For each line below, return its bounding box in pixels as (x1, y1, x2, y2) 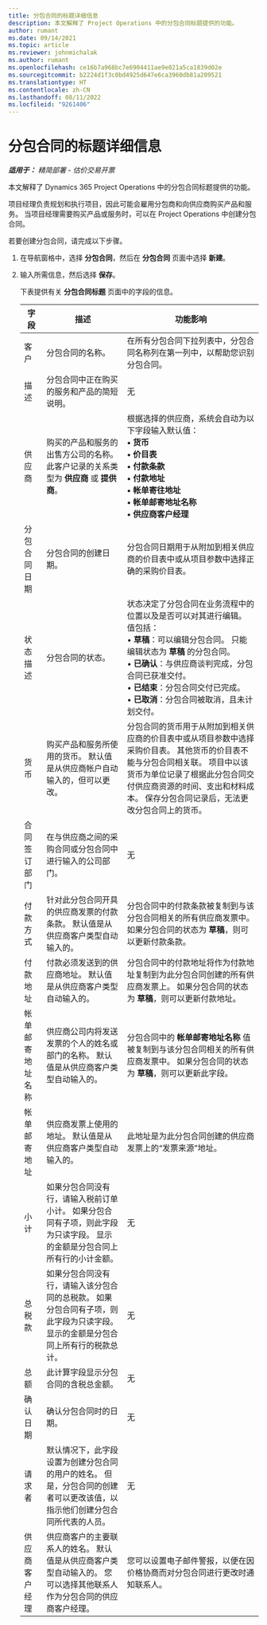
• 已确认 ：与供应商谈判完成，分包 (126, 659, 253, 670)
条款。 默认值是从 (46, 919, 113, 930)
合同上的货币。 (150, 805, 207, 816)
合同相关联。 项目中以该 (158, 757, 249, 768)
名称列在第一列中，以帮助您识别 (134, 348, 255, 359)
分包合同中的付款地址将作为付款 (126, 958, 247, 969)
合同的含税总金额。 (46, 1379, 118, 1390)
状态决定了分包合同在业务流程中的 (126, 599, 255, 610)
